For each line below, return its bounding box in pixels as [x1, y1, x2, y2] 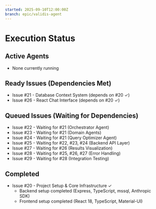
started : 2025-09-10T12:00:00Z [5, 7, 69, 12]
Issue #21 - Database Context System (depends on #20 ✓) [12, 92, 130, 98]
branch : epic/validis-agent [5, 12, 62, 17]
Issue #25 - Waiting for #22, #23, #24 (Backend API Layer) [12, 140, 130, 146]
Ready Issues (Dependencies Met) [5, 79, 112, 87]
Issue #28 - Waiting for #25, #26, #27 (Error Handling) [12, 150, 121, 156]
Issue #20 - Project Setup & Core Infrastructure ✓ [12, 183, 112, 188]
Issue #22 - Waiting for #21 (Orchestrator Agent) [12, 125, 109, 130]
